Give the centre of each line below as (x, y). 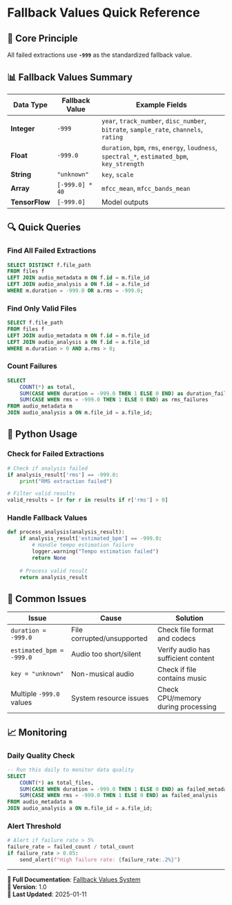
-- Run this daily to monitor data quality (71, 769)
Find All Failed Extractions (52, 250)
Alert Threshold (34, 826)
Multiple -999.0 (35, 694)
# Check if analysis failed (48, 468)
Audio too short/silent (106, 654)
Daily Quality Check (41, 756)
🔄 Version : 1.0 (27, 886)
